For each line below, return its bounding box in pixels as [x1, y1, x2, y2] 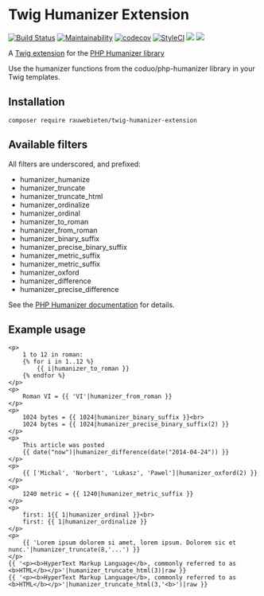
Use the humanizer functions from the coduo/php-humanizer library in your [8, 64, 256, 73]
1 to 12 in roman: [22, 351, 83, 359]
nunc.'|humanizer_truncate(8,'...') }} [8, 546, 141, 554]
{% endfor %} [22, 372, 66, 380]
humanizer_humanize [19, 174, 90, 184]
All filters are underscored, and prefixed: [8, 159, 141, 169]
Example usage [8, 322, 86, 336]
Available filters [8, 138, 88, 152]
